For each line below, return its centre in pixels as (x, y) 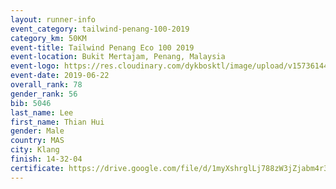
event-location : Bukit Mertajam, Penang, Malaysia (118, 57)
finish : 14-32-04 (46, 159)
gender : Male (37, 131)
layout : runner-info (53, 19)
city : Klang (35, 150)
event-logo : (35, 66)
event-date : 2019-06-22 (60, 76)
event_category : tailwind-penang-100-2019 (100, 29)
